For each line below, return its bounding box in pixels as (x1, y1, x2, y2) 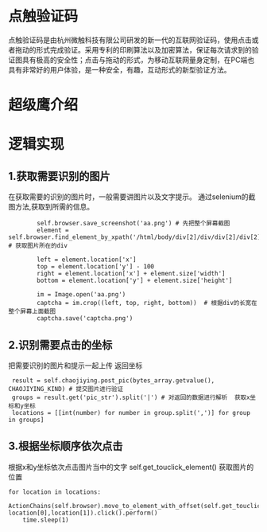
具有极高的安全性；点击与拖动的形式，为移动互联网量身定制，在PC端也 (21, 55, 255, 65)
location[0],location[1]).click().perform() (8, 509, 158, 517)
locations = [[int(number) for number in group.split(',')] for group (11, 409, 250, 417)
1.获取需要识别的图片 (8, 169, 111, 183)
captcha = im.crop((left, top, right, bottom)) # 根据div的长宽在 (37, 299, 257, 307)
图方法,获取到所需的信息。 (8, 202, 95, 212)
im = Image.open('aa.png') (37, 291, 126, 299)
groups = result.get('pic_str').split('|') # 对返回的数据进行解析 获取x (11, 393, 250, 401)
